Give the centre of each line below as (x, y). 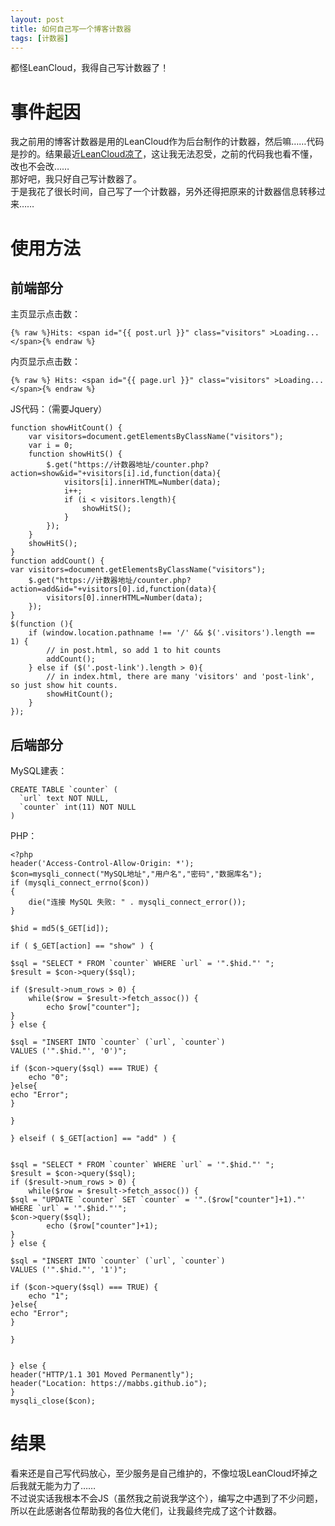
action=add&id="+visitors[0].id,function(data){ (113, 589)
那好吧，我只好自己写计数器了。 (76, 179)
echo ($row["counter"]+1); (102, 1226)
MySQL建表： (39, 771)
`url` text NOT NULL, (64, 799)
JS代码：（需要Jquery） (59, 409)
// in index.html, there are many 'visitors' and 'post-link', (180, 677)
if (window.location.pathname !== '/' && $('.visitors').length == (171, 633)
